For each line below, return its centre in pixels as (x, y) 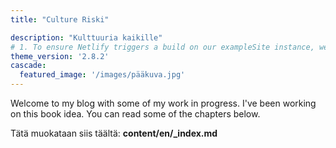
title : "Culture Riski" (60, 19)
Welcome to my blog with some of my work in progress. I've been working (163, 103)
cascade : (28, 66)
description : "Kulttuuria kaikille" (86, 37)
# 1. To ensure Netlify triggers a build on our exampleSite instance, (162, 47)
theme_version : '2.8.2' (60, 56)
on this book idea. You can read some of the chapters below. (135, 114)
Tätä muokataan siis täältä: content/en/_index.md (114, 133)
